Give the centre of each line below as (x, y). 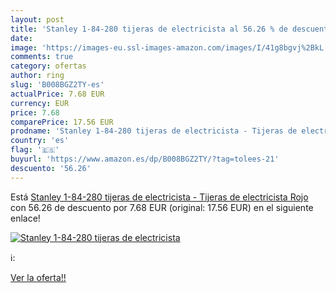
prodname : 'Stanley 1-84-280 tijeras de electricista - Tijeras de (154, 131)
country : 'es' (40, 141)
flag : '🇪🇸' (35, 150)
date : (21, 38)
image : (24, 47)
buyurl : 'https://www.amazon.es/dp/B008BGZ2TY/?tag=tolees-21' (145, 159)
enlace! (25, 218)
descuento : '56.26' (51, 168)
